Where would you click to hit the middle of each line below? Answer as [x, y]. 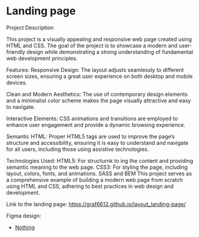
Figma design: [24, 215]
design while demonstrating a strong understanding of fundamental [110, 51]
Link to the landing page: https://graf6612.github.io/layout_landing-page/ [96, 204]
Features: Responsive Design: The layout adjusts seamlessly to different [95, 69]
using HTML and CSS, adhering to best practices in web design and [90, 186]
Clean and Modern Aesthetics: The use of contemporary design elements [97, 94]
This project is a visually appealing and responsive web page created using [99, 39]
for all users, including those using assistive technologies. [78, 149]
